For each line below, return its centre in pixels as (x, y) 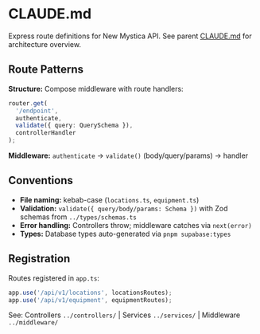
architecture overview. (45, 44)
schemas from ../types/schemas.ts (78, 217)
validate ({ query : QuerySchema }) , (74, 126)
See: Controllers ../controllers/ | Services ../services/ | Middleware (124, 315)
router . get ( (28, 103)
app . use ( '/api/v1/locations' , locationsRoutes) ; (90, 293)
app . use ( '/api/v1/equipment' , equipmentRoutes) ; (90, 300)
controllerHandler (46, 133)
